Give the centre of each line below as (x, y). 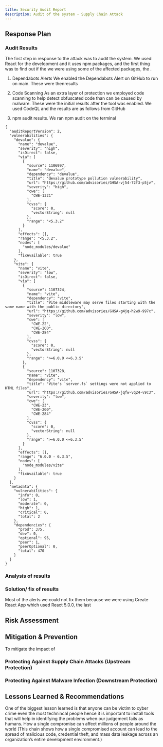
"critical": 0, (33, 512)
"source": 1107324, (46, 290)
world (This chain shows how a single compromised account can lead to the (81, 729)
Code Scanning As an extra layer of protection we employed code (78, 93)
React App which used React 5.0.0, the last (48, 605)
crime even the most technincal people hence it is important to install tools (80, 713)
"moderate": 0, (33, 504)
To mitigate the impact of (30, 649)
